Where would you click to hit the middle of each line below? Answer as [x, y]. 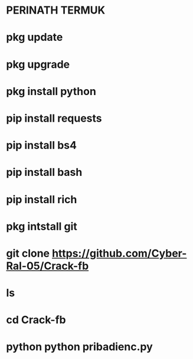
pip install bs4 [41, 146]
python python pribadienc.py [80, 347]
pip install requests [54, 118]
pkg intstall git [42, 226]
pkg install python [51, 91]
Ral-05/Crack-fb [48, 266]
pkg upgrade [38, 64]
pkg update [35, 37]
